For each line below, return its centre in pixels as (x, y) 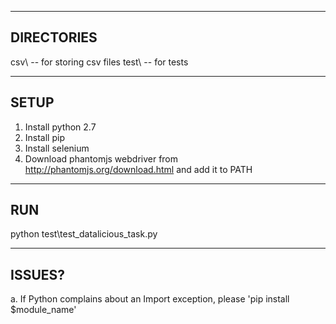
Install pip (44, 137)
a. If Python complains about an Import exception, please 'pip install (150, 299)
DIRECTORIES (54, 37)
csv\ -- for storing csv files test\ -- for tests (99, 62)
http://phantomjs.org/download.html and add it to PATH (138, 169)
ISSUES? (38, 274)
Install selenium (57, 148)
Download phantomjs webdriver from (101, 158)
